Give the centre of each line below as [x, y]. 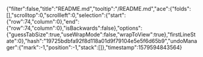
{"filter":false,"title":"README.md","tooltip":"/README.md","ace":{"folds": [99, 9]
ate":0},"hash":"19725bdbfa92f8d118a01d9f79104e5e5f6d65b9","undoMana [102, 41]
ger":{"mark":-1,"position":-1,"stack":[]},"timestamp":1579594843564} [94, 47]
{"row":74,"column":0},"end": [43, 22]
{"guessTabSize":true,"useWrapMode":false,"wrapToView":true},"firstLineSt [101, 35]
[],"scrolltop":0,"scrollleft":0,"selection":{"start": [66, 15]
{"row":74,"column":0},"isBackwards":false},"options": [74, 28]
